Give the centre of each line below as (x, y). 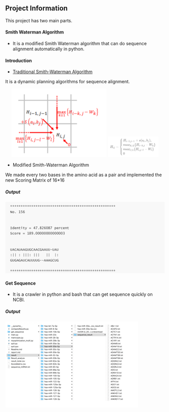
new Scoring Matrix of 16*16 (35, 180)
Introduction (18, 60)
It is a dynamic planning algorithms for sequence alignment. (68, 82)
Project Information (36, 8)
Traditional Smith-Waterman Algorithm (52, 72)
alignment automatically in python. (48, 49)
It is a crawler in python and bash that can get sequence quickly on (82, 294)
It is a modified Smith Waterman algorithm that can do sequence (79, 44)
